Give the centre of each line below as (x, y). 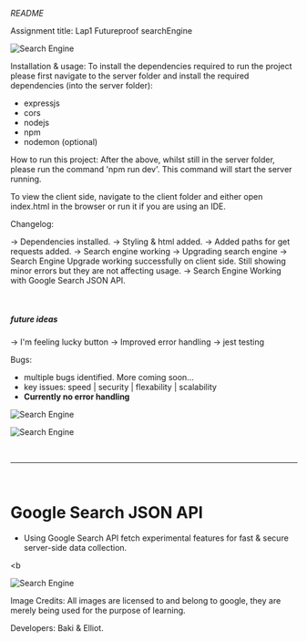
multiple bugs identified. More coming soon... (108, 377)
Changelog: (32, 224)
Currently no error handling (77, 397)
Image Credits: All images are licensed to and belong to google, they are (146, 600)
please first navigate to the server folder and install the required (130, 76)
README (27, 13)
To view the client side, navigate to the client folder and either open (137, 196)
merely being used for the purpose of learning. (98, 610)
